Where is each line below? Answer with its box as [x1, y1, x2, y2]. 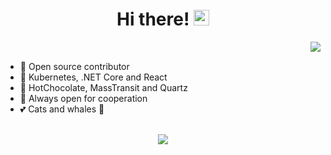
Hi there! [116, 8, 190, 31]
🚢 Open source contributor [19, 60, 130, 72]
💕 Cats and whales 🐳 [19, 103, 105, 115]
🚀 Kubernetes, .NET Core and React [19, 71, 168, 83]
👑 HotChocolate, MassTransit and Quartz [19, 81, 188, 93]
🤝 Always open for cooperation [19, 92, 148, 104]
